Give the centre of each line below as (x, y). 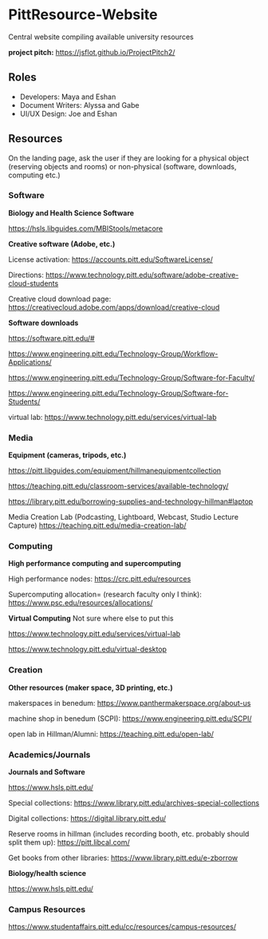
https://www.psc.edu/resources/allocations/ (81, 603)
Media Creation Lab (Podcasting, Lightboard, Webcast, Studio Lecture (124, 517)
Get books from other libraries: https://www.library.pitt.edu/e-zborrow (123, 858)
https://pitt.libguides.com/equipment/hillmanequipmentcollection (115, 471)
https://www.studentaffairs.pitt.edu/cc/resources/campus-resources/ (122, 927)
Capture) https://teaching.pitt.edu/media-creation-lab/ (97, 525)
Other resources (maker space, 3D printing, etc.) (91, 687)
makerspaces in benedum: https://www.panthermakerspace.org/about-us (130, 703)
